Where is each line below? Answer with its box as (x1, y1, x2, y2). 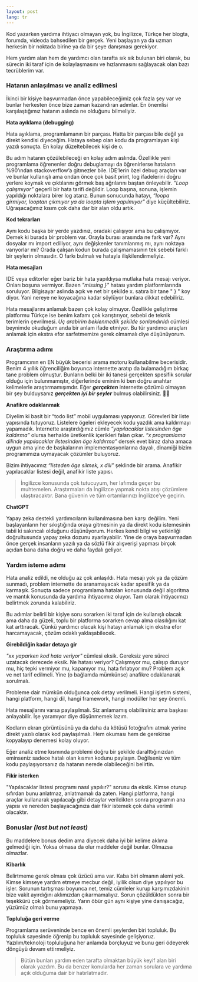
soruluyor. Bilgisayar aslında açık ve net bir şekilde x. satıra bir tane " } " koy (6, 287, 190, 295)
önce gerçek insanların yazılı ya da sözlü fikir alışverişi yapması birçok (6, 540, 176, 547)
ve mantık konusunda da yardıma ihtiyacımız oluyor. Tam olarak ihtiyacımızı (6, 593, 189, 600)
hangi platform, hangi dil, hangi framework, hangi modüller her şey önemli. (6, 695, 187, 702)
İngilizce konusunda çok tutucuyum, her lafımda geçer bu (20, 479, 161, 487)
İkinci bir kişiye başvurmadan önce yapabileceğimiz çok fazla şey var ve (6, 95, 181, 102)
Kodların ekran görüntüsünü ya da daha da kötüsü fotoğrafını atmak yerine (6, 724, 187, 731)
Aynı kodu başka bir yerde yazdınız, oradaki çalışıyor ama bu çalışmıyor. (6, 227, 181, 234)
